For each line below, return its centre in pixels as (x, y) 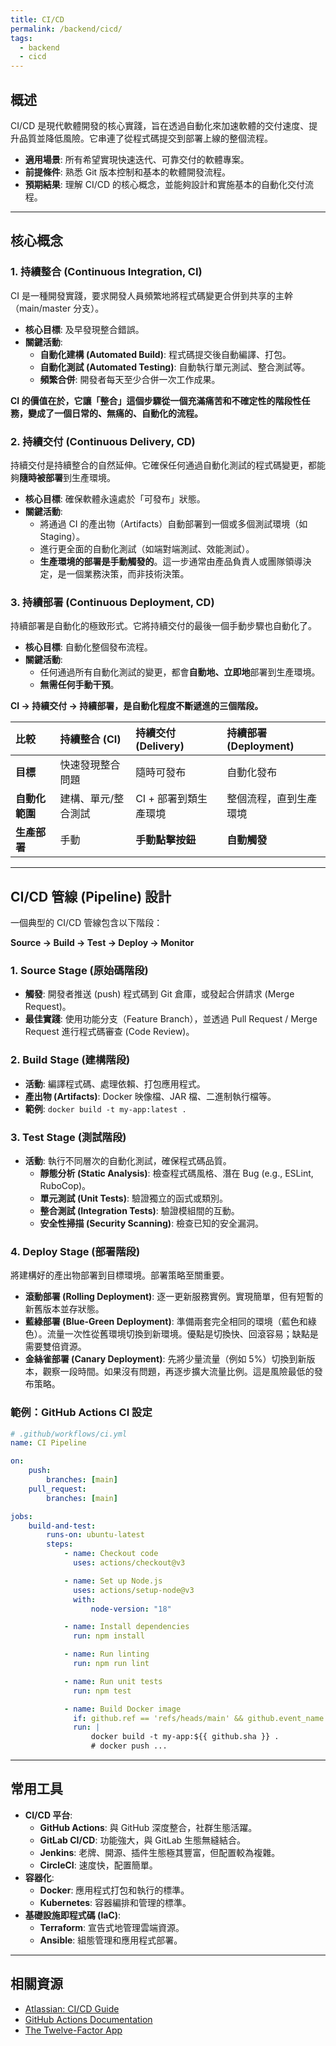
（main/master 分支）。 (57, 308)
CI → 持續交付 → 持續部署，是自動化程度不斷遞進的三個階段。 (137, 706)
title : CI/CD (37, 19)
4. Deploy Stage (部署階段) (75, 1251)
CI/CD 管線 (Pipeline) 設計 (91, 896)
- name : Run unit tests (113, 1681)
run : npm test (102, 1691)
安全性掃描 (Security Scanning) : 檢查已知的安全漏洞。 (152, 1223)
